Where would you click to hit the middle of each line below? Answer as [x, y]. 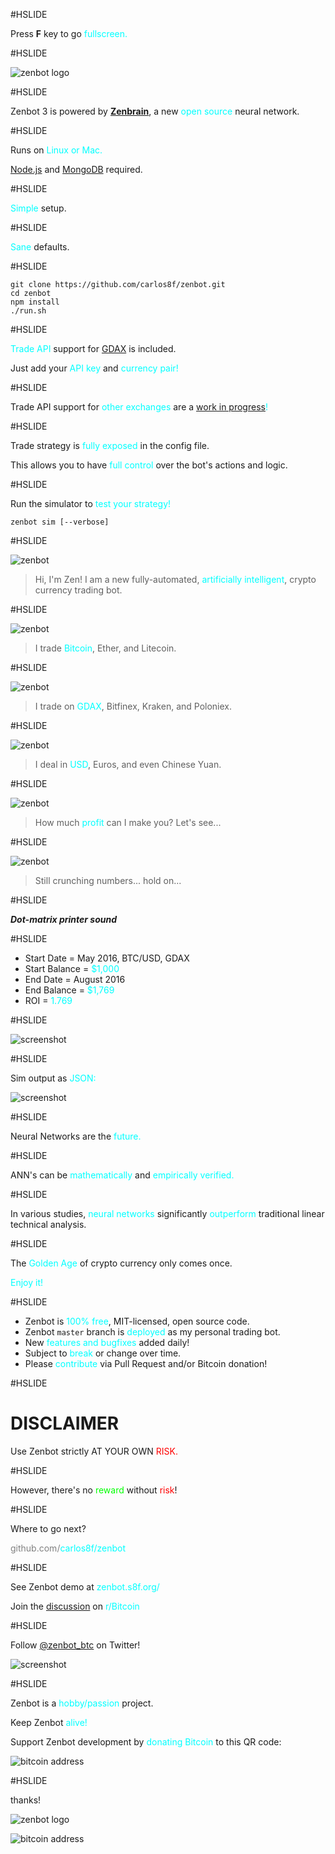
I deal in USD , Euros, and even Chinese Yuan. [128, 764]
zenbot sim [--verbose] [60, 522]
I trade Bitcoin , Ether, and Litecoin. [105, 648]
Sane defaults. [40, 247]
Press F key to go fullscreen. [69, 33]
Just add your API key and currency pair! [94, 368]
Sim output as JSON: [53, 1078]
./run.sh [28, 311]
